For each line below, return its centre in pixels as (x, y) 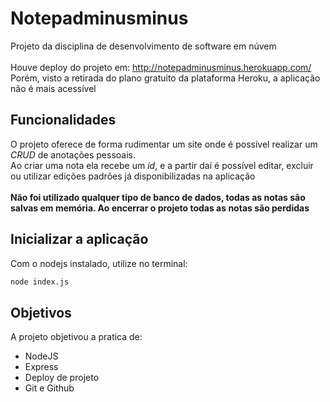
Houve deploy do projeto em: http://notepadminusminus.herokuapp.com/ (161, 67)
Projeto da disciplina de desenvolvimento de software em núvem (143, 46)
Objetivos (41, 312)
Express (41, 367)
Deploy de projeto (62, 378)
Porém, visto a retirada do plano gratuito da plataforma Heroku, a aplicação (165, 78)
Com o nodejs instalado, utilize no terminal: (99, 263)
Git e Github (49, 388)
